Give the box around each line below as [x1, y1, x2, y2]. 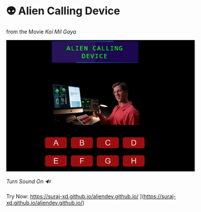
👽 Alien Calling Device [6, 4, 121, 18]
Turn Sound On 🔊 [6, 178, 51, 185]
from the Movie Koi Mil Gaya [6, 28, 77, 35]
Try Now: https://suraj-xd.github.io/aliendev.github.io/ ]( [6, 193, 144, 200]
